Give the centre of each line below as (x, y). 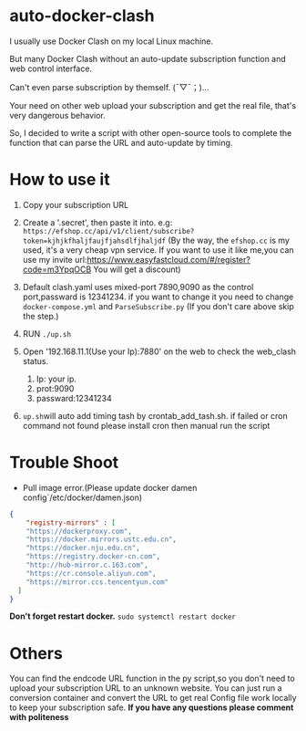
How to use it (60, 180)
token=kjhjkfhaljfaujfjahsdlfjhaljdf (94, 241)
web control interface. (51, 68)
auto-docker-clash (82, 16)
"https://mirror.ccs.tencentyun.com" (97, 582)
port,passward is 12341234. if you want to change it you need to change (158, 297)
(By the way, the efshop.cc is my (229, 240)
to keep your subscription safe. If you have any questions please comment (152, 707)
